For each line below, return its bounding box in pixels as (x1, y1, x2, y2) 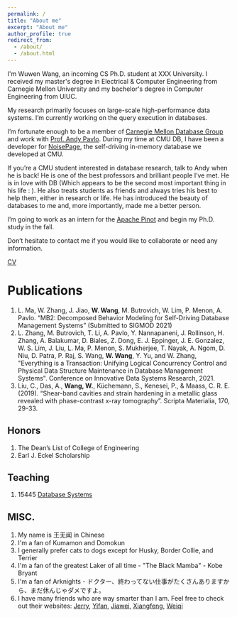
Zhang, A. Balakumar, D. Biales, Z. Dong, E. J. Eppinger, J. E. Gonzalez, (17, 336, 225, 344)
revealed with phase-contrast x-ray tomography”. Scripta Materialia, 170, (17, 396, 231, 405)
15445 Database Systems (17, 491, 93, 499)
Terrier (17, 554, 38, 562)
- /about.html (13, 50, 55, 58)
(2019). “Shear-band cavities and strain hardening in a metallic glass (17, 388, 218, 398)
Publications (7, 283, 83, 299)
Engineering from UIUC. (7, 92, 77, 100)
